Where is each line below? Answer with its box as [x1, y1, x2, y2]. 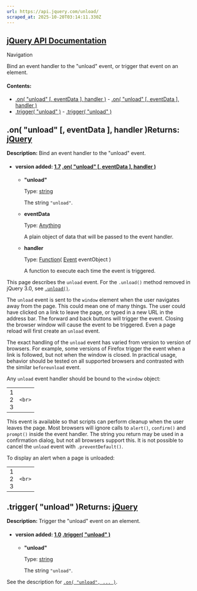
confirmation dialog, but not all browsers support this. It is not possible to [6, 437, 184, 444]
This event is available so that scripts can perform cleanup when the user [6, 418, 184, 425]
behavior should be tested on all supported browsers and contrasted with [6, 357, 184, 364]
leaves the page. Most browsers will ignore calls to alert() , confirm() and [6, 424, 186, 431]
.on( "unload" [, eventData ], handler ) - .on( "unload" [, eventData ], [15, 95, 179, 103]
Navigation [6, 51, 33, 59]
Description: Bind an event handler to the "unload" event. [6, 150, 146, 157]
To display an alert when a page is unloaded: [6, 454, 115, 461]
